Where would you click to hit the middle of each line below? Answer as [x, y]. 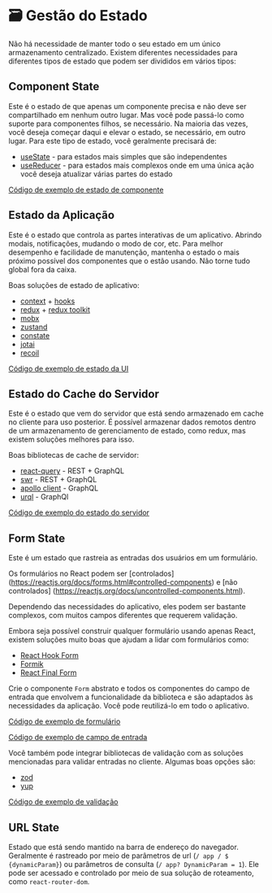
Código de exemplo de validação [64, 802]
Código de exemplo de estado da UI [69, 368]
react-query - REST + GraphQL [72, 471]
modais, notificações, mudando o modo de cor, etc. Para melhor [116, 243]
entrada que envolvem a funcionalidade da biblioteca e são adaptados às [131, 697]
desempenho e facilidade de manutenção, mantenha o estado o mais [124, 252]
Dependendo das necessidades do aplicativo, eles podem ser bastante [127, 607]
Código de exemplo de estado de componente [86, 189]
